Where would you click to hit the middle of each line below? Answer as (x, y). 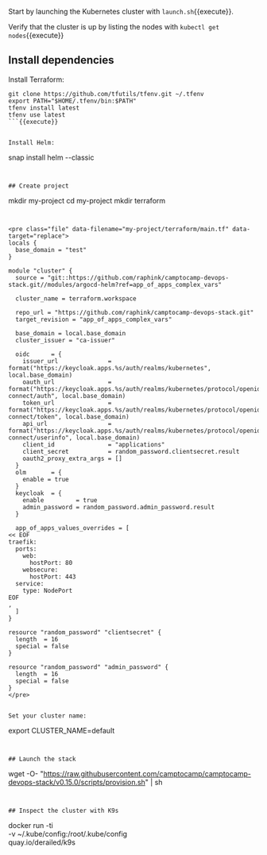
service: (30, 583)
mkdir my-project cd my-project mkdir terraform (87, 200)
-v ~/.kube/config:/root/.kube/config (68, 834)
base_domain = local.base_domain (71, 333)
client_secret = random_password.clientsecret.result (131, 451)
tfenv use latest (37, 114)
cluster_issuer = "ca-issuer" (65, 340)
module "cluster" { (41, 271)
